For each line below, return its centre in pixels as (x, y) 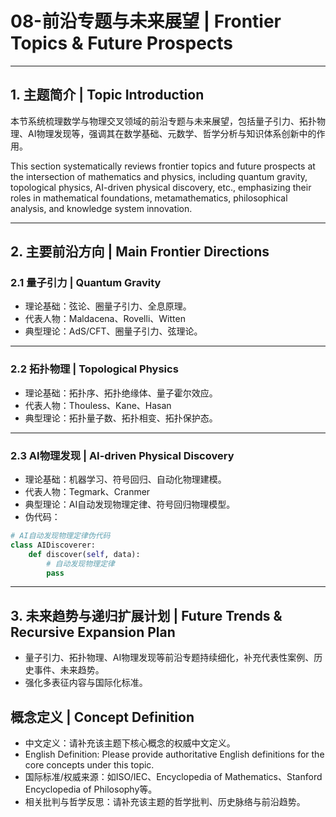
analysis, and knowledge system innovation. (101, 208)
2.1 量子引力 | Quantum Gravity (86, 283)
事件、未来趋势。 (69, 670)
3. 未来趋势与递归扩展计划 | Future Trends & (146, 615)
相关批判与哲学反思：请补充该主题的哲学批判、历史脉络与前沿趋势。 (165, 802)
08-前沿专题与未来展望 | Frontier (146, 21)
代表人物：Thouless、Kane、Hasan (98, 405)
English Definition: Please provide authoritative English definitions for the (174, 754)
